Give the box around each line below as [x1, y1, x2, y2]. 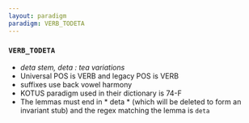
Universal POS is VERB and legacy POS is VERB [19, 70, 179, 81]
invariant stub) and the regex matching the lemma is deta [19, 105, 210, 115]
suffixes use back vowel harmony [19, 79, 133, 89]
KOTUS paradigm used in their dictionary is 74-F [19, 88, 182, 98]
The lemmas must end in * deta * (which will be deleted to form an [19, 96, 242, 106]
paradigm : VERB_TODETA [8, 19, 85, 28]
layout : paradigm [8, 11, 67, 20]
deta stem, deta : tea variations [19, 62, 125, 72]
